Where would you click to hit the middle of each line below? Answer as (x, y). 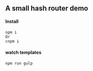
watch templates (23, 53)
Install (12, 21)
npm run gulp (19, 63)
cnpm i (12, 41)
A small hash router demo (47, 8)
